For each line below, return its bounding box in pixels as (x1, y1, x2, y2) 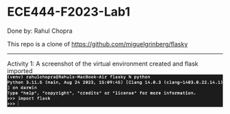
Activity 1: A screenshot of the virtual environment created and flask (7, 59, 199, 68)
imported (7, 66, 33, 75)
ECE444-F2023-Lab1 (7, 4, 131, 20)
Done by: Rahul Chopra (7, 27, 73, 35)
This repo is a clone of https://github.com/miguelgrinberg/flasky (7, 40, 188, 48)
